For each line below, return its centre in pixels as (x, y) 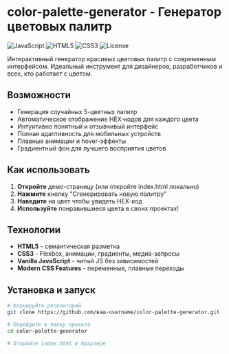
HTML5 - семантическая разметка (68, 246)
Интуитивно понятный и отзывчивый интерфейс (88, 126)
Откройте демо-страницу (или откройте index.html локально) (108, 186)
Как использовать (49, 170)
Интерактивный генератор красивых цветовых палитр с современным (112, 58)
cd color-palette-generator (47, 331)
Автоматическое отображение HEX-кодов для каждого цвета (108, 119)
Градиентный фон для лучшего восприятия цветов (91, 148)
